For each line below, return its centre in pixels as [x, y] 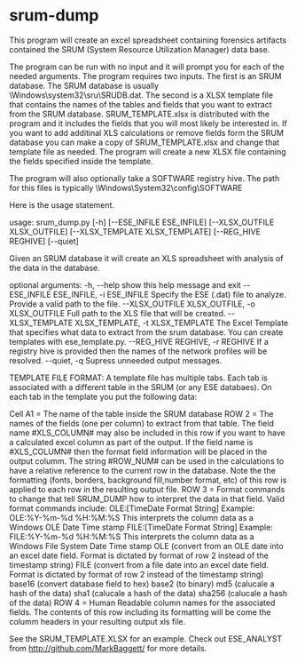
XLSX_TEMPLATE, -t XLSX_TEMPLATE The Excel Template [182, 323]
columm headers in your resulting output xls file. [98, 621]
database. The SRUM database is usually [84, 85]
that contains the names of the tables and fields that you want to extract [141, 104]
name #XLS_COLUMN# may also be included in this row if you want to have [147, 433]
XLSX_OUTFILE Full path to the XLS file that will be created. [117, 313]
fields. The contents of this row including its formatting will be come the [140, 612]
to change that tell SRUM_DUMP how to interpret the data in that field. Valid [147, 498]
